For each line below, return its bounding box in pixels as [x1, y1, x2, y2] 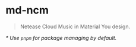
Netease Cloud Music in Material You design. [20, 23, 131, 30]
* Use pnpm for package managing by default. [5, 34, 117, 41]
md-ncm [5, 4, 49, 17]
